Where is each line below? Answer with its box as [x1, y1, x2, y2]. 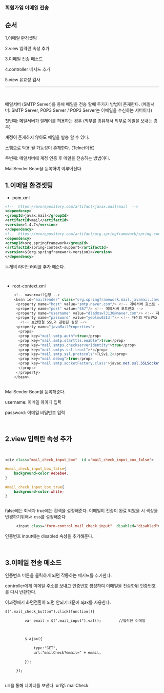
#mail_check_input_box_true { [5, 485, 64, 489]
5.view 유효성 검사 [5, 77, 41, 82]
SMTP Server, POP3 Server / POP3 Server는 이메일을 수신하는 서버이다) [11, 107, 153, 113]
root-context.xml [12, 283, 46, 289]
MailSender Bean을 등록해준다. [5, 388, 66, 394]
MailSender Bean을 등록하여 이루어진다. [5, 165, 82, 171]
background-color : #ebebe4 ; [14, 471, 69, 476]
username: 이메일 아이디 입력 [5, 399, 62, 405]
